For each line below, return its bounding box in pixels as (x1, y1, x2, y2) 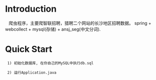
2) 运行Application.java (7, 70, 56, 75)
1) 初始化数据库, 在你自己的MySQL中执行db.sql (7, 60, 94, 65)
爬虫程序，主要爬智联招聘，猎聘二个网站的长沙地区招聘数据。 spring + (8, 20, 152, 26)
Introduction (5, 3, 57, 15)
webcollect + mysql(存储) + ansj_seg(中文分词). (5, 26, 101, 32)
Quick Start (5, 44, 52, 55)
